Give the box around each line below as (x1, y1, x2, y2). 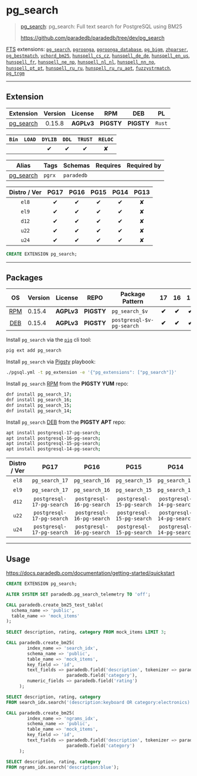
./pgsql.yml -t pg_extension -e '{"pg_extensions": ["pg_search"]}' (6, 370, 177, 376)
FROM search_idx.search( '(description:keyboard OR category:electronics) (6, 699, 191, 705)
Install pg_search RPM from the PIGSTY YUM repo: (6, 380, 129, 387)
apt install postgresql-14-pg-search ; (6, 446, 101, 452)
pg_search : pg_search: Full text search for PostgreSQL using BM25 (20, 23, 183, 30)
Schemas (63, 161, 90, 169)
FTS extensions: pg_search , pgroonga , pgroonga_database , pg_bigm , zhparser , (6, 45, 189, 53)
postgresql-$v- (111, 317, 154, 324)
